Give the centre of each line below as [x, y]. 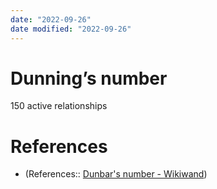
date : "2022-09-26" [51, 19]
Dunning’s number [89, 78]
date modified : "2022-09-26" [71, 29]
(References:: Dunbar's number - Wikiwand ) [116, 174]
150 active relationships [59, 106]
